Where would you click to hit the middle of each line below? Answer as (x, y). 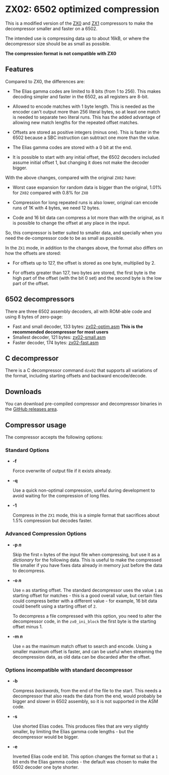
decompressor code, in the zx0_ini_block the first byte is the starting (84, 621)
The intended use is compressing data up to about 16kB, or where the (77, 38)
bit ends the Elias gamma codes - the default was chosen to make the (85, 761)
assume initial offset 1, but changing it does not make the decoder (81, 162)
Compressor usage (36, 425)
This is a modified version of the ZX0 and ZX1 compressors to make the (79, 23)
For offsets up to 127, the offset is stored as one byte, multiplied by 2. (84, 263)
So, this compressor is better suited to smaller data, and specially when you (84, 232)
